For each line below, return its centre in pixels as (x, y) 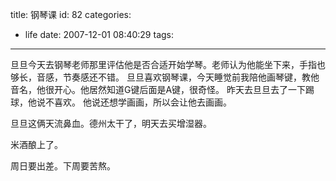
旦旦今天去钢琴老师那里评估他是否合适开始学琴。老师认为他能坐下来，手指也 (168, 64)
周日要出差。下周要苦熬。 (63, 166)
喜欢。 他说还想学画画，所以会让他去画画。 (142, 102)
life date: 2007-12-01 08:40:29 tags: (99, 34)
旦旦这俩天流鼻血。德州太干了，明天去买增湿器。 (111, 123)
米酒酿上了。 (36, 144)
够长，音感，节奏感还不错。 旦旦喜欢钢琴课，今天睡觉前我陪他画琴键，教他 (165, 77)
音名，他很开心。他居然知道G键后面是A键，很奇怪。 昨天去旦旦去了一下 (158, 89)
